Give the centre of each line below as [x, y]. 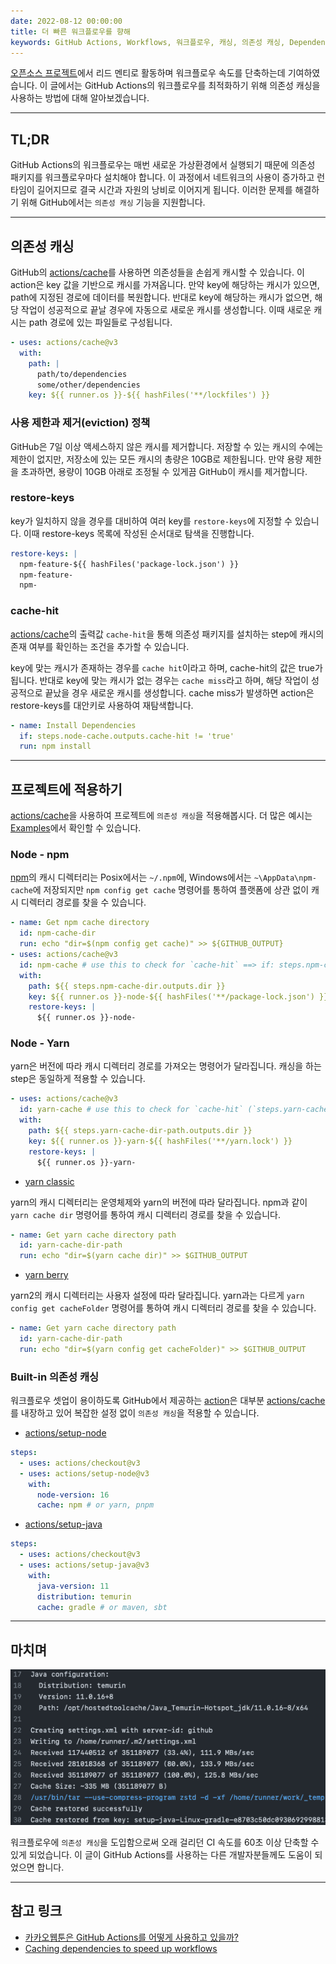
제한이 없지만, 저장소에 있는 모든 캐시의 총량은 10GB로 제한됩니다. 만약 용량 [156, 459]
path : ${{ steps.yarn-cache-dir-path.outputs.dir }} [140, 1131]
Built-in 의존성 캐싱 [55, 1377]
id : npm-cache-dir [58, 933]
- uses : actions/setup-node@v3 [84, 1473]
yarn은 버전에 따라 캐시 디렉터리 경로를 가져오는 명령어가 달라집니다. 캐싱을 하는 [166, 1066]
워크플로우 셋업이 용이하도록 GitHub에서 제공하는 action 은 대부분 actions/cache [168, 1401]
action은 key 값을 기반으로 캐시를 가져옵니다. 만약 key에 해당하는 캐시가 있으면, [165, 284]
